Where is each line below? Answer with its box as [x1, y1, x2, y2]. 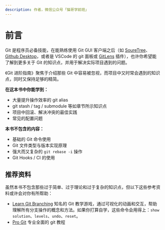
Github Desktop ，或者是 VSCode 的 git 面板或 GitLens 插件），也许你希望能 [5, 53, 157, 59]
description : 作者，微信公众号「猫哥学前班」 [5, 7, 89, 12]
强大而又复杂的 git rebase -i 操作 [12, 148, 83, 154]
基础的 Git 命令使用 [12, 136, 51, 142]
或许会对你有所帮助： [9, 190, 53, 197]
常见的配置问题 [12, 115, 43, 121]
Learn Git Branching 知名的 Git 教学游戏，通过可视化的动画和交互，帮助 [12, 201, 158, 207]
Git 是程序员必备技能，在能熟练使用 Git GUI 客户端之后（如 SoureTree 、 [5, 47, 150, 53]
